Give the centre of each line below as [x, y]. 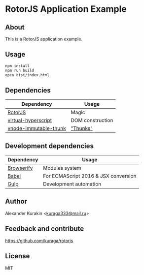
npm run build [20, 70]
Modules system [62, 168]
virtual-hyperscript [30, 121]
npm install [17, 66]
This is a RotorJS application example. [44, 39]
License [18, 256]
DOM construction [92, 121]
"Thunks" [82, 128]
